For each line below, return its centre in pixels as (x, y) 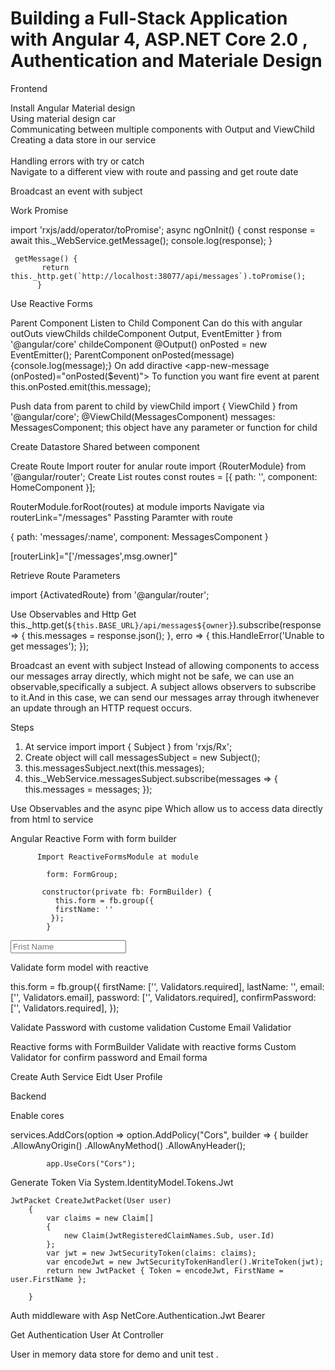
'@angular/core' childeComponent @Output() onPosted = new (139, 344)
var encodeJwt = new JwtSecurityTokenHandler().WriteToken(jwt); (185, 1262)
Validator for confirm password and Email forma (109, 1057)
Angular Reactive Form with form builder (93, 838)
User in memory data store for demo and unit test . (114, 1354)
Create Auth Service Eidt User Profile (86, 1076)
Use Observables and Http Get (73, 614)
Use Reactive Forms (51, 303)
